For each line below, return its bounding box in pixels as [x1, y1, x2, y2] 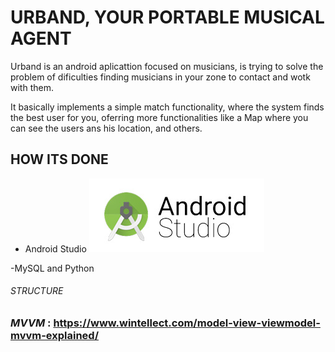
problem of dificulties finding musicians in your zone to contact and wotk [10, 71, 311, 83]
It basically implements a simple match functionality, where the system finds [10, 101, 325, 113]
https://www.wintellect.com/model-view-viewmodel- [53, 316, 321, 330]
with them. [10, 81, 54, 93]
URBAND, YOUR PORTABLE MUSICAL [10, 6, 325, 29]
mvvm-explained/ [10, 328, 100, 342]
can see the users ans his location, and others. [10, 122, 203, 134]
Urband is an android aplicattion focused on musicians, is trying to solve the [10, 60, 324, 72]
